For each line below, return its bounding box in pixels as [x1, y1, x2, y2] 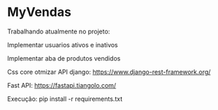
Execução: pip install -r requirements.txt [7, 95, 123, 103]
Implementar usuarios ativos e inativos [7, 40, 119, 49]
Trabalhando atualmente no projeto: [7, 27, 110, 36]
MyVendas [7, 4, 72, 20]
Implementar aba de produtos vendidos [7, 54, 121, 63]
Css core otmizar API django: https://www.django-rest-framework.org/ [7, 68, 211, 76]
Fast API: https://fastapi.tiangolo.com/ [7, 81, 117, 89]
